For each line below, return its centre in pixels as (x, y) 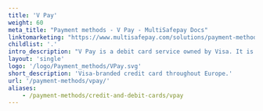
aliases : (22, 88)
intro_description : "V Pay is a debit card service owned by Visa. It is (131, 52)
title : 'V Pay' (33, 15)
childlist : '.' (33, 45)
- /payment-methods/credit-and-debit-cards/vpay (103, 95)
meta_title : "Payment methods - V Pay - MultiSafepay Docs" (108, 30)
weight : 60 (26, 23)
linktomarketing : (36, 37)
